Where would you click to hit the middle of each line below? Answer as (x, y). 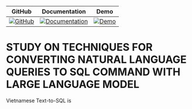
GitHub (22, 11)
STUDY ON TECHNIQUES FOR (80, 48)
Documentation (64, 11)
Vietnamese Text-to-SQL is (39, 100)
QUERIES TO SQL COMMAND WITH (93, 72)
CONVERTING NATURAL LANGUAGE (96, 60)
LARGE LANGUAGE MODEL (73, 85)
